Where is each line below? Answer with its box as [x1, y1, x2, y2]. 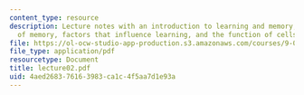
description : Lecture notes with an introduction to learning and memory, [9, 22, 298, 31]
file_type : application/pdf [9, 47, 116, 56]
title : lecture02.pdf [9, 64, 91, 73]
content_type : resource [9, 13, 100, 23]
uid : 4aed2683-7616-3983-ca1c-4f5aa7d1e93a [9, 72, 176, 81]
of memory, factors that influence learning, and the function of [17, 30, 273, 39]
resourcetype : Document [9, 55, 100, 64]
